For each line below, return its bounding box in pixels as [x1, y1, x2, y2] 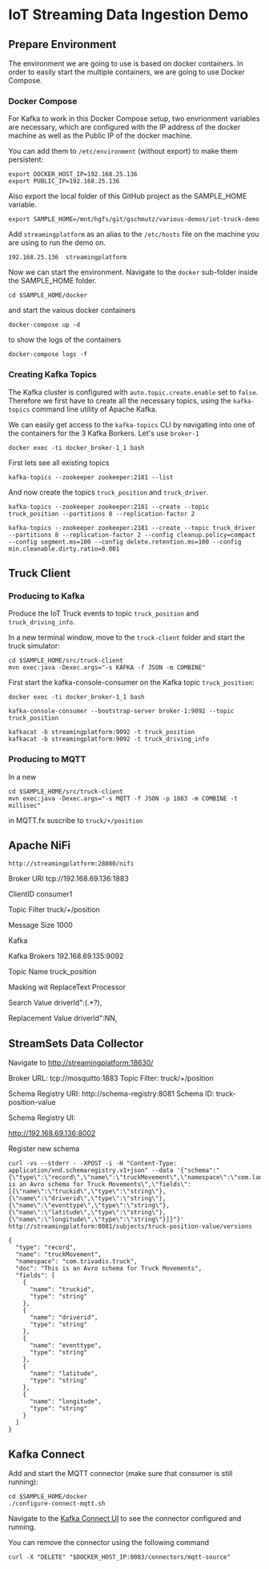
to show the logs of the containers [8, 335, 122, 345]
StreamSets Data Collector [8, 1037, 144, 1050]
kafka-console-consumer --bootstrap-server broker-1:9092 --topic [8, 707, 235, 716]
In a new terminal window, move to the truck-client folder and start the [8, 632, 246, 642]
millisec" [8, 801, 42, 809]
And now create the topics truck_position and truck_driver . [8, 487, 209, 497]
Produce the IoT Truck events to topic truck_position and [8, 608, 199, 618]
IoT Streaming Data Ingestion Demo [8, 6, 249, 24]
